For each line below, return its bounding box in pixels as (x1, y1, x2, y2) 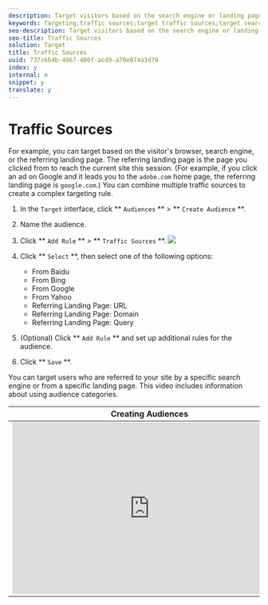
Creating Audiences (110, 408, 189, 419)
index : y (8, 64, 37, 72)
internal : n (8, 71, 48, 79)
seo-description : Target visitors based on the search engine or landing (8, 26, 259, 34)
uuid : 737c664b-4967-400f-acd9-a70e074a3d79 (8, 57, 159, 65)
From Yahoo (31, 293, 72, 302)
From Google (31, 284, 75, 293)
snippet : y (8, 78, 45, 86)
